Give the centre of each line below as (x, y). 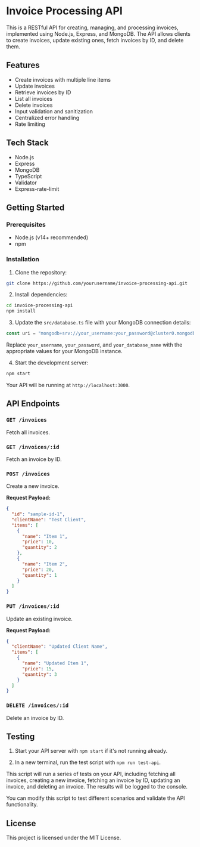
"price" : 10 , (38, 542)
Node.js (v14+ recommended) (51, 237)
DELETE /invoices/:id (37, 706)
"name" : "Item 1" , (45, 536)
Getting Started (35, 207)
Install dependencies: (41, 295)
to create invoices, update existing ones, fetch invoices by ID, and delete (95, 40)
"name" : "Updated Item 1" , (55, 663)
